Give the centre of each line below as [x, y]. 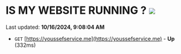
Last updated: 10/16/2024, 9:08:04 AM [55, 27]
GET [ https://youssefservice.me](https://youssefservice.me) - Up [94, 38]
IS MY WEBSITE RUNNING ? [76, 10]
